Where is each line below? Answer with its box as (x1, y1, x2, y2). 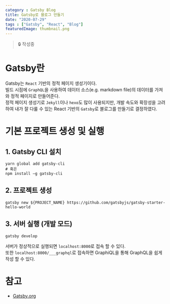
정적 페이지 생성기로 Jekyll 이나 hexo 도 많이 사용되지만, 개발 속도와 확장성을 (5, 99, 156, 106)
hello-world (5, 205, 31, 210)
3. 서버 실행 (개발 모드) (5, 220, 72, 229)
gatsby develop (5, 233, 38, 239)
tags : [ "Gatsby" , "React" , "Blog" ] (5, 21, 83, 27)
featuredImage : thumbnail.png (5, 27, 70, 32)
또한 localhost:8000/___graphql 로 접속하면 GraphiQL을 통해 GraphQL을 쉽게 (5, 249, 162, 256)
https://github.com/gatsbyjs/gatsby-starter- (67, 200, 166, 205)
